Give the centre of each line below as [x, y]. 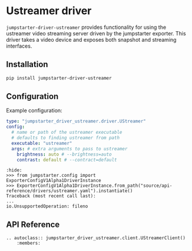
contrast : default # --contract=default [67, 160]
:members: [29, 243]
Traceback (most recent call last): [51, 196]
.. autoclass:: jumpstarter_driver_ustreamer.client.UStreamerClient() [96, 238]
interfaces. [19, 46]
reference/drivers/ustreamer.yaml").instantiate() [69, 191]
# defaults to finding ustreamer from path [65, 138]
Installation [27, 65]
